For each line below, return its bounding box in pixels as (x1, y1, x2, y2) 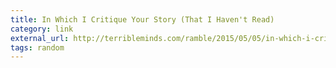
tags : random (10, 42, 65, 53)
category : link (10, 24, 74, 34)
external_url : (10, 33, 70, 43)
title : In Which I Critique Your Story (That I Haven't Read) (10, 14, 275, 25)
